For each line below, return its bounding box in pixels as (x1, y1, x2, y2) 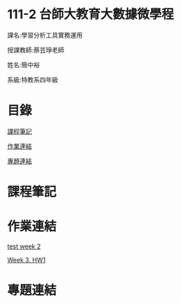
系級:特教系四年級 (7, 75, 59, 84)
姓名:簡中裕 (7, 60, 41, 69)
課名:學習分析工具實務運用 (7, 31, 83, 39)
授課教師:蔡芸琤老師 (7, 45, 65, 54)
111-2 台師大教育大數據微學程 (7, 6, 174, 22)
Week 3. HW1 (7, 256, 46, 264)
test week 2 (7, 242, 41, 251)
